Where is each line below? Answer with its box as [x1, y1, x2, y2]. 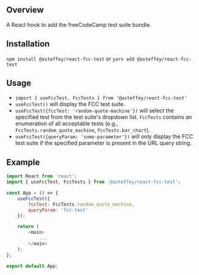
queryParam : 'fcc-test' [28, 207, 88, 213]
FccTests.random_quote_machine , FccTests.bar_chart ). [15, 126, 150, 134]
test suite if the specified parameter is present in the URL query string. [15, 140, 192, 147]
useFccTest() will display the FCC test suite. [15, 101, 125, 108]
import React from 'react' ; [6, 173, 78, 179]
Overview [6, 5, 44, 15]
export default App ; [6, 263, 59, 269]
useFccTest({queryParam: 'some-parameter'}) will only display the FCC [15, 133, 194, 140]
